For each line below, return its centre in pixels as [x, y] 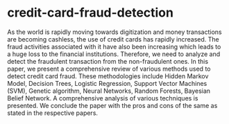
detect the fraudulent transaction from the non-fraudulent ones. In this [108, 61]
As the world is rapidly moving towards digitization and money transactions [114, 32]
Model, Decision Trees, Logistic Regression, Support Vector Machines [107, 83]
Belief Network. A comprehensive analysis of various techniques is [103, 98]
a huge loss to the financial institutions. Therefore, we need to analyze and [114, 54]
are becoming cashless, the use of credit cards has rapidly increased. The [113, 39]
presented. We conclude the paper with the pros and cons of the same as [112, 105]
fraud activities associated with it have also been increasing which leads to [114, 46]
